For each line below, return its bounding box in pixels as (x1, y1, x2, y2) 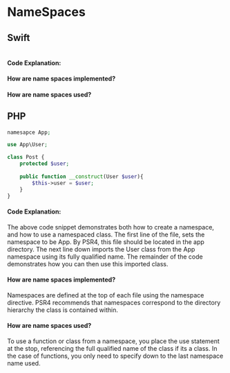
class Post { (7, 154, 45, 161)
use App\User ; (7, 141, 48, 148)
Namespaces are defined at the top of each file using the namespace (7, 290, 204, 299)
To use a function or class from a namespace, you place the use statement (7, 337, 220, 345)
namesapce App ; (7, 129, 51, 136)
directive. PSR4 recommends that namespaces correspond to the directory (7, 298, 221, 306)
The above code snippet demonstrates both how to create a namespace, (7, 223, 214, 231)
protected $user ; (19, 160, 70, 167)
